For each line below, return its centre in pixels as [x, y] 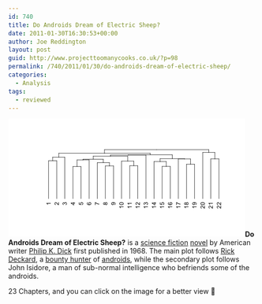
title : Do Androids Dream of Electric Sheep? [84, 25]
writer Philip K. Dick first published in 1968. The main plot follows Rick [122, 251]
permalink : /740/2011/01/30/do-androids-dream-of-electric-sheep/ [120, 67]
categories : [28, 75]
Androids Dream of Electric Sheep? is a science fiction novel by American [129, 243]
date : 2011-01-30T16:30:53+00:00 [63, 33]
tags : [17, 91]
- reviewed [33, 100]
